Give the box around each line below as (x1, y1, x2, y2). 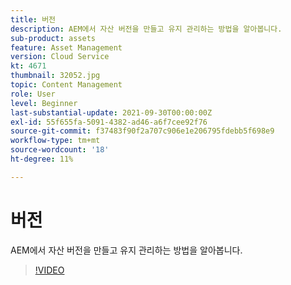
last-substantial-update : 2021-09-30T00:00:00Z (10, 107, 213, 118)
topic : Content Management (10, 80, 123, 90)
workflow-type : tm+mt (10, 136, 101, 146)
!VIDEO (34, 264, 65, 276)
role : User (10, 89, 56, 99)
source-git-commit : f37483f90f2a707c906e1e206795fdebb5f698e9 (10, 126, 275, 136)
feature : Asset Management (10, 42, 123, 53)
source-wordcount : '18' (10, 145, 110, 155)
